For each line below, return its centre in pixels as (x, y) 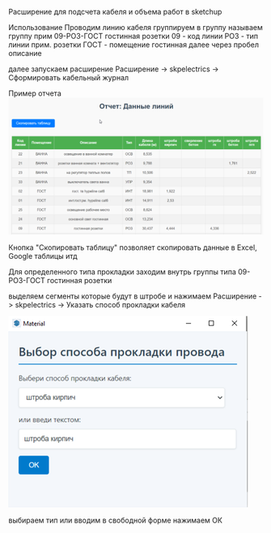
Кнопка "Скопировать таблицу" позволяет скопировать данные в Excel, (133, 247)
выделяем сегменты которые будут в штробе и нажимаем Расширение (133, 296)
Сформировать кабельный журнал (69, 77)
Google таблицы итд (43, 256)
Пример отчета (35, 93)
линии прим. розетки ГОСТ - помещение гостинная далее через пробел (133, 45)
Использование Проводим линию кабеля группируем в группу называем (135, 27)
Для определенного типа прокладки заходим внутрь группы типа (123, 272)
